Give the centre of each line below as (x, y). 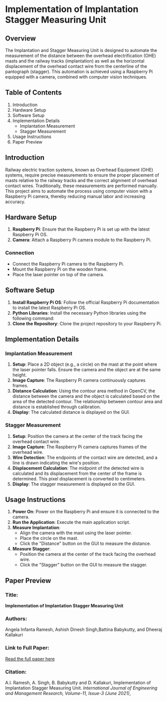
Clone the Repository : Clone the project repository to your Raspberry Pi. (87, 323)
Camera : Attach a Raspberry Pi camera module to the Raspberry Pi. (82, 240)
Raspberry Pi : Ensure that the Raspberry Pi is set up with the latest (81, 229)
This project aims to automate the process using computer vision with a (79, 191)
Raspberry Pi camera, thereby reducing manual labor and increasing (75, 196)
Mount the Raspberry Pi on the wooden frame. (60, 269)
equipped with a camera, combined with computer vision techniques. (76, 77)
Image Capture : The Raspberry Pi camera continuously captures (79, 380)
